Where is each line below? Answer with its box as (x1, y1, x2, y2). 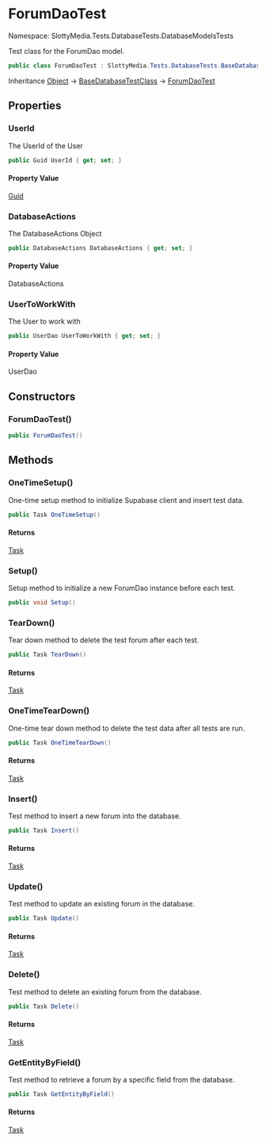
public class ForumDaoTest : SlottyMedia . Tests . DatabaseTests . (8, 61, 222, 70)
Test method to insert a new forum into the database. (8, 811, 181, 821)
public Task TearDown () (8, 651, 87, 659)
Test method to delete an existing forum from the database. (8, 987, 202, 996)
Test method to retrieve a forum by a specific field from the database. (8, 1075, 235, 1084)
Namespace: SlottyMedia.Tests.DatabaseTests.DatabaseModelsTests (8, 31, 234, 40)
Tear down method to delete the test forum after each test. (8, 635, 199, 645)
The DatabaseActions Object (8, 228, 102, 238)
